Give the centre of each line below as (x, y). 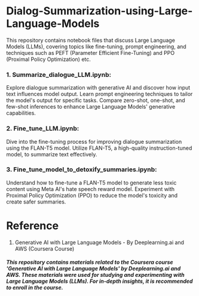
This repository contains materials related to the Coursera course (90, 262)
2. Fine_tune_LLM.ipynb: (43, 128)
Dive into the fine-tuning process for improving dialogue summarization (94, 141)
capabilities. (21, 113)
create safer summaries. (36, 202)
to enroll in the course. (35, 288)
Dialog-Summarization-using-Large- (99, 11)
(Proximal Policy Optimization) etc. (49, 59)
